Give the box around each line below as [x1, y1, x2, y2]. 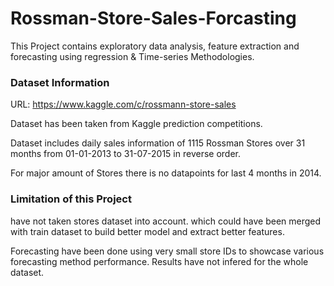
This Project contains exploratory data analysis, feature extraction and [10, 40, 300, 52]
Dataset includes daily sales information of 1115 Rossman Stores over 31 [10, 137, 306, 149]
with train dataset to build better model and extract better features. [10, 225, 285, 237]
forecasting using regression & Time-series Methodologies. [10, 50, 255, 62]
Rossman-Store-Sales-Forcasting [10, 7, 297, 30]
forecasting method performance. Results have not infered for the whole [10, 255, 309, 267]
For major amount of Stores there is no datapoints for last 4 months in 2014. [10, 167, 322, 179]
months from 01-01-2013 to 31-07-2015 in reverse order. [10, 148, 241, 160]
